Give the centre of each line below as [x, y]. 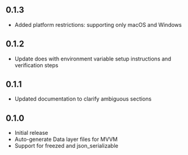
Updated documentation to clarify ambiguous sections [83, 99]
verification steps [36, 65]
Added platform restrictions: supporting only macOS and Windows [98, 24]
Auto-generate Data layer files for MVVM [66, 139]
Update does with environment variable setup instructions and [93, 59]
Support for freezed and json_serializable [66, 146]
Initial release [31, 133]
